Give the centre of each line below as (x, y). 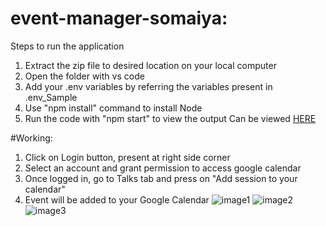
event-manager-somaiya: (119, 18)
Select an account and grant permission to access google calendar (163, 168)
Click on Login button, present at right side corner (127, 157)
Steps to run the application (67, 46)
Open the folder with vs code (84, 76)
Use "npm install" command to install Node (113, 108)
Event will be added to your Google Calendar (117, 199)
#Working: (31, 138)
